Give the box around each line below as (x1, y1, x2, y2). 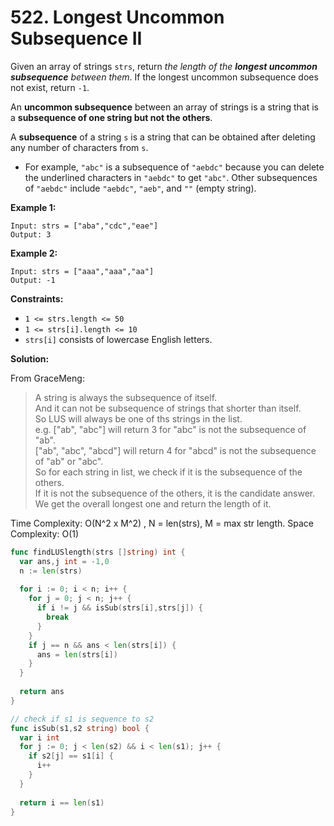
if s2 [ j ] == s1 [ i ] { (28, 751, 114, 761)
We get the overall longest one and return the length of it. (34, 497, 272, 510)
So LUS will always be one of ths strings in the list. (34, 412, 243, 425)
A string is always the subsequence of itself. (34, 391, 218, 403)
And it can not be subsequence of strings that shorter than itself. (34, 402, 302, 414)
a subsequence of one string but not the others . (10, 111, 213, 123)
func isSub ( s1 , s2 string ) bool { (10, 723, 150, 733)
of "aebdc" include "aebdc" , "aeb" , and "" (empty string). (24, 182, 257, 194)
